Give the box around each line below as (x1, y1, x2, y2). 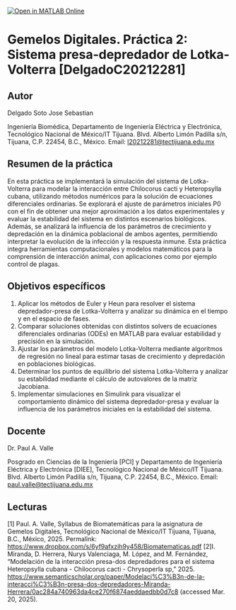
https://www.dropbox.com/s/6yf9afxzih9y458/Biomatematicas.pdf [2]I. (7, 543, 216, 551)
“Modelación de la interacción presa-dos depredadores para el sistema (7, 558, 215, 566)
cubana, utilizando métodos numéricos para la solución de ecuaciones (7, 192, 213, 200)
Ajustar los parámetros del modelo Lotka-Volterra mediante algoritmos (17, 344, 223, 353)
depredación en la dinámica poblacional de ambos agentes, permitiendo (7, 229, 218, 238)
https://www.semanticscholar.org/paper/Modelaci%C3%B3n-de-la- (7, 572, 205, 581)
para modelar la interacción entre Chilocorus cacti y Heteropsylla (32, 184, 222, 193)
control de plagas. (7, 260, 60, 268)
